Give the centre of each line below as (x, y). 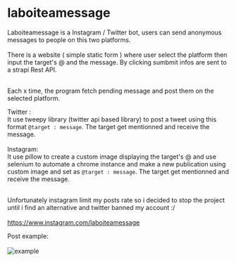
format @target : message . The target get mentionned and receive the (108, 126)
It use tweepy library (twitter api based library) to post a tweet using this (112, 119)
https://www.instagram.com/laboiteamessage (74, 222)
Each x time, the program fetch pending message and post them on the (111, 91)
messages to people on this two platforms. (69, 39)
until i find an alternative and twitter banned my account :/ (91, 207)
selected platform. (34, 98)
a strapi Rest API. (32, 70)
